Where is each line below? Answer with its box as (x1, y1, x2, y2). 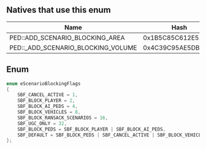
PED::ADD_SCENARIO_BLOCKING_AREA (9, 33, 125, 42)
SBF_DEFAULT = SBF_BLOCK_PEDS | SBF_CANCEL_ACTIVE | (17, 132, 155, 138)
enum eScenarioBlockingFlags (6, 80, 81, 86)
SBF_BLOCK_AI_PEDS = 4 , (17, 104, 78, 110)
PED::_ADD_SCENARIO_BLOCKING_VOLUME (9, 43, 137, 52)
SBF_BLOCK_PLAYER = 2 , (17, 97, 75, 104)
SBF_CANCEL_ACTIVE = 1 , (17, 92, 78, 98)
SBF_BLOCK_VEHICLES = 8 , (17, 109, 81, 115)
